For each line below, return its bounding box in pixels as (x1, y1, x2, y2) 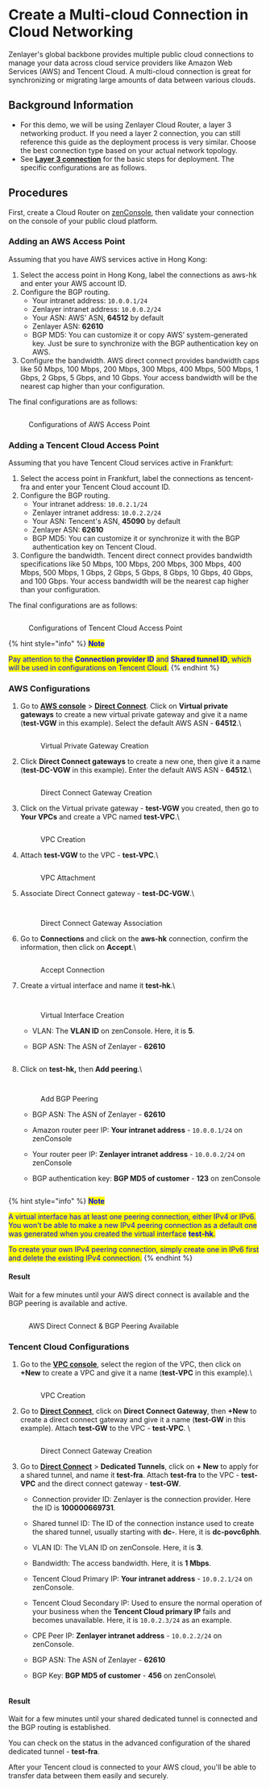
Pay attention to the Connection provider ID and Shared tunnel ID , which (8, 654, 252, 664)
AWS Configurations (8, 683, 91, 695)
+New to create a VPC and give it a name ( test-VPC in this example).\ (19, 1367, 252, 1377)
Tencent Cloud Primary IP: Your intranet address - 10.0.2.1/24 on (31, 1574, 253, 1583)
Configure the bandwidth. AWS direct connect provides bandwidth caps (19, 355, 260, 365)
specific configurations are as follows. (19, 163, 147, 172)
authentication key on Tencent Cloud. (31, 542, 157, 552)
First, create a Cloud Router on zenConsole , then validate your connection (8, 207, 255, 217)
